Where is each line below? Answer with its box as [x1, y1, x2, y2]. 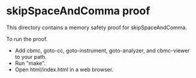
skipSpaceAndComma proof [6, 4, 150, 18]
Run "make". [14, 60, 46, 67]
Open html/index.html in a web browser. [14, 65, 114, 73]
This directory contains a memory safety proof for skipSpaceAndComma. [6, 24, 188, 31]
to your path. [14, 53, 47, 60]
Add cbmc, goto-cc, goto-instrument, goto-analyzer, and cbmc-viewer [14, 46, 190, 54]
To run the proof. [6, 35, 48, 42]
